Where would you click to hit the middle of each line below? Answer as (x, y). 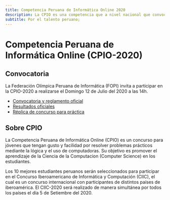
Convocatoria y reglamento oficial (48, 101)
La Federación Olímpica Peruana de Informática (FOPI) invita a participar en (84, 86)
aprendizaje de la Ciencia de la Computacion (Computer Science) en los (80, 156)
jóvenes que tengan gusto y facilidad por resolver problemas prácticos (79, 145)
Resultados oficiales (33, 106)
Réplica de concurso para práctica (48, 112)
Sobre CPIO (24, 128)
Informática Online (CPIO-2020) (74, 55)
